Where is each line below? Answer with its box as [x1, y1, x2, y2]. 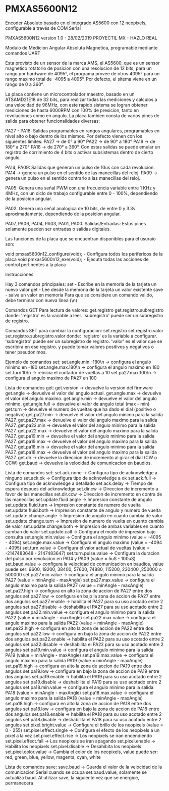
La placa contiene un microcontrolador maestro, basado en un [5, 91, 135, 97]
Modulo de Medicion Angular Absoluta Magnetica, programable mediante [5, 44, 158, 51]
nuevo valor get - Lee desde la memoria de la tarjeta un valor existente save [5, 286, 163, 292]
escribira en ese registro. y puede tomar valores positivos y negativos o [5, 343, 154, 350]
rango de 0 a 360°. [5, 81, 44, 87]
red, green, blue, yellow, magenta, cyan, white [5, 754, 101, 760]
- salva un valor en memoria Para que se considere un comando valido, [5, 291, 154, 298]
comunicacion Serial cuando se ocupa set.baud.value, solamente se [5, 769, 147, 775]
